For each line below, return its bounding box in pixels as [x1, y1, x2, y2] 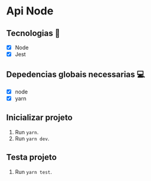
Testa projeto [6, 152, 57, 162]
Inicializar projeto [6, 113, 73, 123]
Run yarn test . [14, 168, 52, 175]
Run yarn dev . [14, 135, 50, 142]
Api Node [6, 4, 54, 18]
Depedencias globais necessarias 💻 [6, 69, 146, 79]
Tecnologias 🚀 [6, 28, 61, 38]
